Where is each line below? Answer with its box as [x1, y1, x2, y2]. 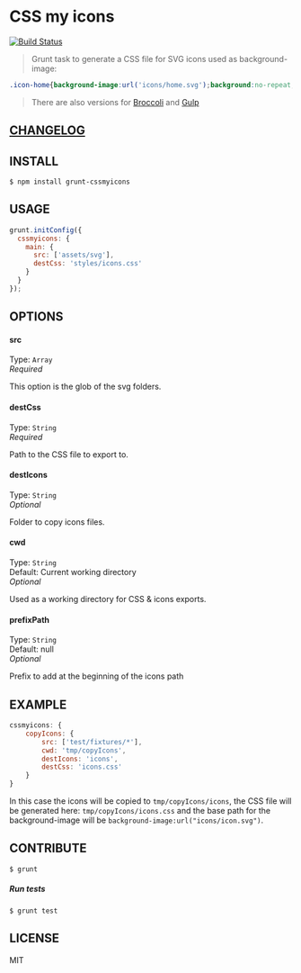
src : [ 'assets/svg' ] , [32, 250, 115, 260]
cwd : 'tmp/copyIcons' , [41, 745, 127, 755]
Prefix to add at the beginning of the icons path [9, 671, 184, 681]
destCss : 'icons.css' [41, 762, 123, 771]
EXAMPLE [9, 697, 67, 712]
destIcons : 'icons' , [41, 754, 119, 763]
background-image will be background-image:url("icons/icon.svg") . [9, 815, 264, 825]
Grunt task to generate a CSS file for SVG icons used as [31, 53, 238, 64]
